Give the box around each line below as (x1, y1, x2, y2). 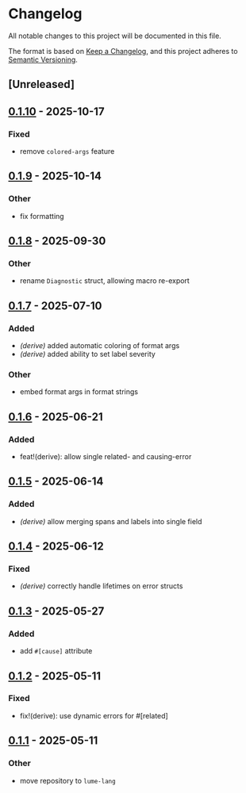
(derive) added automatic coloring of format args (19, 341, 180, 351)
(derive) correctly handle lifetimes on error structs (19, 581, 183, 591)
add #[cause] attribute (19, 646, 93, 656)
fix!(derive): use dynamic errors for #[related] (19, 711, 168, 720)
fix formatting (19, 211, 65, 220)
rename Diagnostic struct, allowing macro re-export (19, 276, 190, 285)
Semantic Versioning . (8, 55, 78, 64)
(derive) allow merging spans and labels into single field (19, 516, 202, 526)
